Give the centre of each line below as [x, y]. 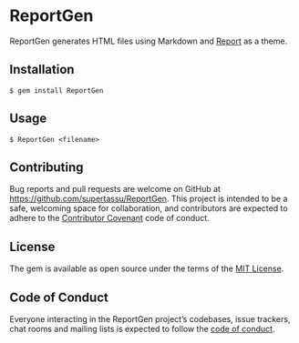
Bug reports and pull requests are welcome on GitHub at [115, 189]
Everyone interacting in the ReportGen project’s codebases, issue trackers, [150, 319]
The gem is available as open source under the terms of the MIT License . [147, 268]
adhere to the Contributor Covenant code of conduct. [109, 218]
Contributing [46, 167]
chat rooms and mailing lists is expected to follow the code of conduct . [142, 329]
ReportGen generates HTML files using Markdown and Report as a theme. [149, 41]
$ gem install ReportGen [57, 91]
